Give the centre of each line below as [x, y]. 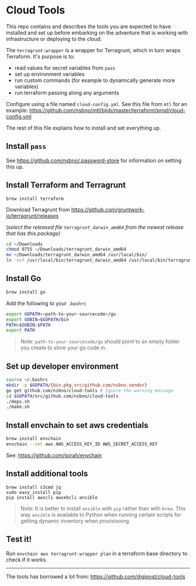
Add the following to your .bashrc [46, 303]
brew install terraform [35, 199]
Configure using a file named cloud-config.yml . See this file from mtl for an [97, 104]
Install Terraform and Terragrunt [66, 185]
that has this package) [33, 233]
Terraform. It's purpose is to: [41, 56]
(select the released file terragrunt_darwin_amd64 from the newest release [95, 227]
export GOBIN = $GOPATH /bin [37, 319]
